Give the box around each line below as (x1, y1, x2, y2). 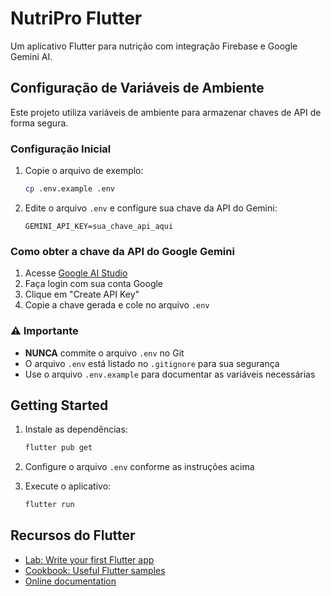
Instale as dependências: (24, 423, 128, 436)
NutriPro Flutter (10, 7, 143, 30)
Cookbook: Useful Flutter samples (24, 564, 166, 576)
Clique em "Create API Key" (24, 288, 140, 301)
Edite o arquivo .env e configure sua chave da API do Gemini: (24, 202, 278, 214)
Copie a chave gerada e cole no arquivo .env (24, 299, 210, 311)
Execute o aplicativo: (24, 480, 112, 492)
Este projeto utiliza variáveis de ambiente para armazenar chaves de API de (10, 106, 322, 118)
